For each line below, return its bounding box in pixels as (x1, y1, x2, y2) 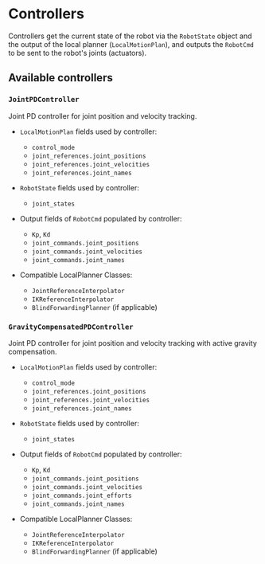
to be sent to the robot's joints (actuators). (8, 48, 147, 57)
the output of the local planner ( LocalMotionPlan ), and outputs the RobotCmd (8, 39, 255, 49)
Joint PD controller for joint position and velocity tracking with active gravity (8, 338, 257, 347)
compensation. (8, 347, 57, 356)
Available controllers (8, 71, 113, 84)
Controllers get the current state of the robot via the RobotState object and (8, 31, 252, 41)
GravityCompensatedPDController (8, 322, 134, 331)
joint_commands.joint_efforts (31, 492, 133, 499)
